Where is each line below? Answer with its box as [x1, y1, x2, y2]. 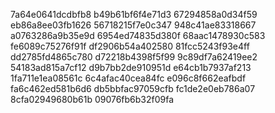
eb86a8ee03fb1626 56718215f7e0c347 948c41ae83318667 [10, 19, 257, 31]
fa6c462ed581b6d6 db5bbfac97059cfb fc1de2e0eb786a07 [10, 83, 256, 94]
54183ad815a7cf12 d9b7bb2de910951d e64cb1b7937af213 [10, 62, 252, 73]
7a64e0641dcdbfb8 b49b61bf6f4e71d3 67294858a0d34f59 [10, 9, 258, 20]
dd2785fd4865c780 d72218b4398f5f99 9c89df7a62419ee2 [10, 51, 258, 63]
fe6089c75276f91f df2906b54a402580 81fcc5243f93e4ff [10, 40, 250, 52]
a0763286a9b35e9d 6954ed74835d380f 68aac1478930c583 [10, 30, 266, 41]
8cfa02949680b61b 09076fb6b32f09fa [10, 94, 175, 105]
